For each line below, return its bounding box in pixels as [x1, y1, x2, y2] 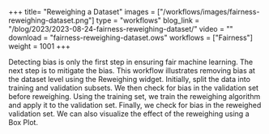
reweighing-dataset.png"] [8, 15, 95, 25]
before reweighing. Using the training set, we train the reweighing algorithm [8, 92, 261, 101]
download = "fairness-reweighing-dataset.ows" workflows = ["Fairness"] [8, 32, 254, 42]
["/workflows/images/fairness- [156, 7, 260, 16]
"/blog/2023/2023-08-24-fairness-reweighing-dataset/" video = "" [8, 24, 233, 33]
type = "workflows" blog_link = [96, 15, 200, 25]
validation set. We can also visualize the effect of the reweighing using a [8, 109, 250, 119]
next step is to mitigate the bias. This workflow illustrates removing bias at [8, 66, 255, 76]
